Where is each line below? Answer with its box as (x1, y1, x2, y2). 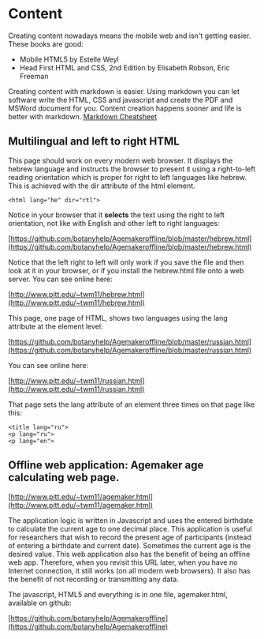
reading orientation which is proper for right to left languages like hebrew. (8, 172, 247, 182)
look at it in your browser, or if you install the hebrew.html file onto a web (8, 265, 244, 275)
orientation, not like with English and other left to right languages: (8, 218, 220, 227)
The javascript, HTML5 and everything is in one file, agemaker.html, (8, 589, 228, 599)
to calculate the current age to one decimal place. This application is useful (8, 524, 252, 533)
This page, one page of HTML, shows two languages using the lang (8, 313, 228, 322)
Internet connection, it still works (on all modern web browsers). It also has (8, 566, 251, 575)
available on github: (8, 598, 73, 607)
